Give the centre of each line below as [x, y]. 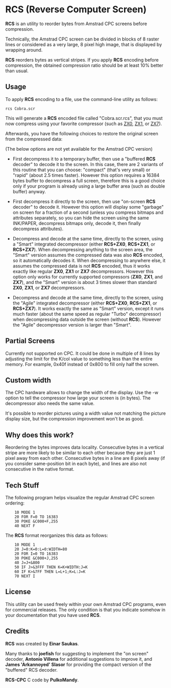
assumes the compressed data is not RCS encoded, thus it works [81, 266]
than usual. [17, 71]
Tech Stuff [22, 485]
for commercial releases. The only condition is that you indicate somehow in [86, 610]
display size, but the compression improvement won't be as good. [75, 419]
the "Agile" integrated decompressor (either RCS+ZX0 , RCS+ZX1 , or [85, 303]
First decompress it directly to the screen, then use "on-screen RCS [84, 201]
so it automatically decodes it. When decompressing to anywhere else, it [89, 260]
